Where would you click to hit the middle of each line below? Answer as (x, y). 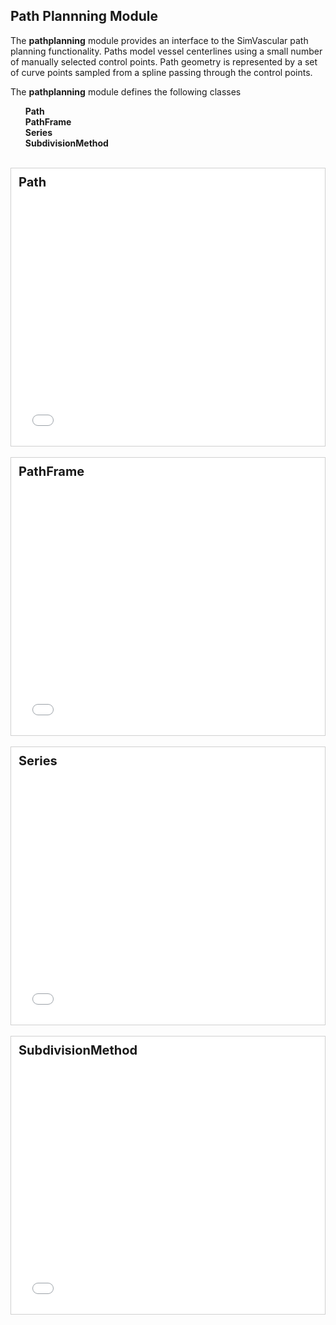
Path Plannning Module (84, 16)
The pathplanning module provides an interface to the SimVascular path (159, 40)
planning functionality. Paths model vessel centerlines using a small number (166, 51)
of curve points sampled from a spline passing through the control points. (161, 72)
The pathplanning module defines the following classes (126, 91)
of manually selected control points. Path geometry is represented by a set (164, 61)
